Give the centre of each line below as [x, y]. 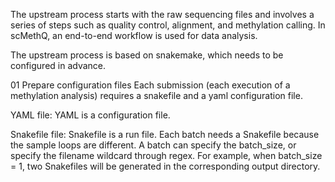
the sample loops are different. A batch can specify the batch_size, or [153, 145]
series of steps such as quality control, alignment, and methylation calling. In [168, 25]
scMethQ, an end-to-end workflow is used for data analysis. [134, 35]
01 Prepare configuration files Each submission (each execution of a [150, 85]
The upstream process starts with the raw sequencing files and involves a [162, 14]
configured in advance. [58, 65]
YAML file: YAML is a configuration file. [90, 115]
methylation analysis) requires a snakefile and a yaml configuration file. [156, 95]
